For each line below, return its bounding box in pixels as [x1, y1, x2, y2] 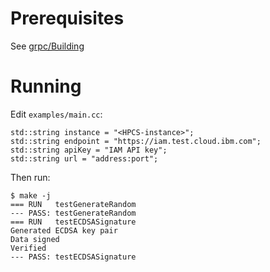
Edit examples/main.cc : [10, 108, 103, 120]
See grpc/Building [10, 40, 85, 52]
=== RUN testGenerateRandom [10, 199, 137, 209]
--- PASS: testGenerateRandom [10, 208, 137, 218]
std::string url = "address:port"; [10, 153, 159, 164]
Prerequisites [10, 7, 125, 30]
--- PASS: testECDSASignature [10, 252, 137, 262]
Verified [10, 243, 47, 253]
